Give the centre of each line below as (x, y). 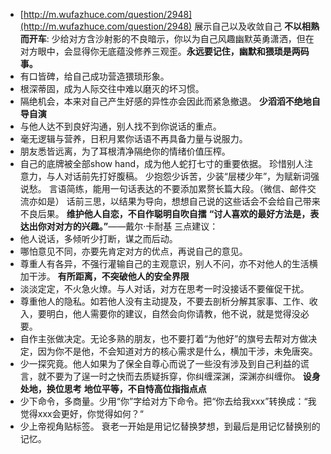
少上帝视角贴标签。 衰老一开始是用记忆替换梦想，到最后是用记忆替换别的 (170, 426)
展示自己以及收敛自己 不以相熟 (257, 26)
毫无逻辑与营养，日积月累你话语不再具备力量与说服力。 (133, 138)
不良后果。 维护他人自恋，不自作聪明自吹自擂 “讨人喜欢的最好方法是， (165, 213)
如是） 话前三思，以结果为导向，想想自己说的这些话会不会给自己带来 (179, 201)
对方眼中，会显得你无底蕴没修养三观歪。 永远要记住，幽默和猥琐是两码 (164, 51)
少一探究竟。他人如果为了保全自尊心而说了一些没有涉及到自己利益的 (160, 363)
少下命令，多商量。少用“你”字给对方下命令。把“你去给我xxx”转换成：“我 (168, 401)
